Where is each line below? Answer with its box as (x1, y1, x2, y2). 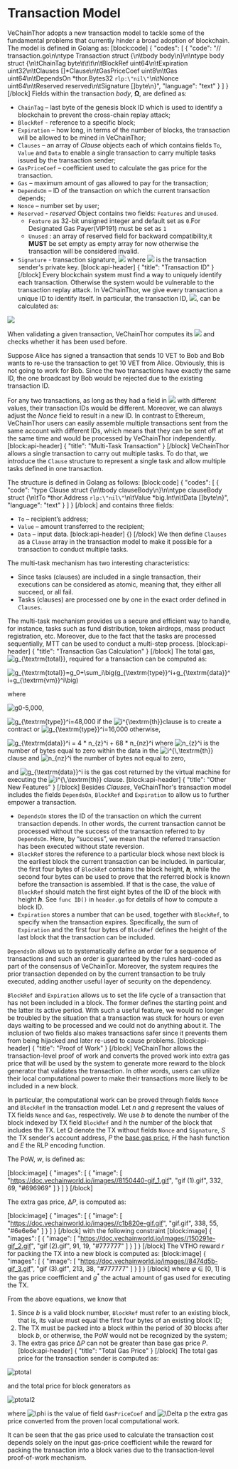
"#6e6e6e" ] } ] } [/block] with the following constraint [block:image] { (7, 1226, 212, 1235)
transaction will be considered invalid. (28, 247, 140, 255)
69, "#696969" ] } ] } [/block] (7, 1183, 94, 1192)
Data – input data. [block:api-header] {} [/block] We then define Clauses (17, 530, 227, 538)
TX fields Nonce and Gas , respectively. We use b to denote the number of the (7, 1110, 229, 1119)
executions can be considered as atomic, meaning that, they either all (17, 579, 222, 589)
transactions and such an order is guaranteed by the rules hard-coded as (7, 954, 222, 963)
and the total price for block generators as (7, 1381, 131, 1390)
